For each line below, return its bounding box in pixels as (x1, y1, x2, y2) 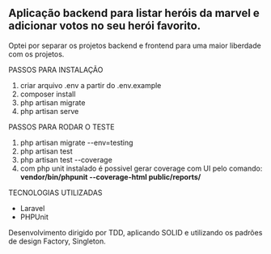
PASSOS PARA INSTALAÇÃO (8, 65, 104, 74)
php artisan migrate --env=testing (19, 138, 133, 147)
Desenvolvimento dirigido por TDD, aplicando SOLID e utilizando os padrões (8, 227, 263, 237)
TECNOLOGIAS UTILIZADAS (8, 188, 103, 197)
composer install (19, 89, 76, 99)
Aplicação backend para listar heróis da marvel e (8, 6, 260, 20)
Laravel (19, 203, 45, 213)
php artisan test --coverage (19, 155, 113, 164)
